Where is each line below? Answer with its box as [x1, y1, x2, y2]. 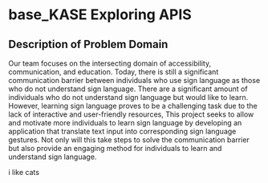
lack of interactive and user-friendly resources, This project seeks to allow [8, 109, 254, 119]
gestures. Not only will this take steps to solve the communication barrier [8, 135, 250, 145]
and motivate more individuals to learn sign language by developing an [8, 118, 242, 127]
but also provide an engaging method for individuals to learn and [8, 144, 222, 153]
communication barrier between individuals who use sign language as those [8, 76, 261, 85]
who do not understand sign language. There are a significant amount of [8, 84, 248, 93]
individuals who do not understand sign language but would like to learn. [8, 93, 249, 101]
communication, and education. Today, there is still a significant [8, 67, 219, 77]
